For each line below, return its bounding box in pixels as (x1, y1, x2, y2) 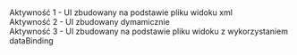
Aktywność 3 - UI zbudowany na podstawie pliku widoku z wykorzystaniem (9, 26, 289, 36)
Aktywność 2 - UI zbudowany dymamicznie (9, 17, 170, 27)
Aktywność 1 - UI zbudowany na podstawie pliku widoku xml (9, 7, 233, 18)
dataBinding (9, 35, 54, 46)
